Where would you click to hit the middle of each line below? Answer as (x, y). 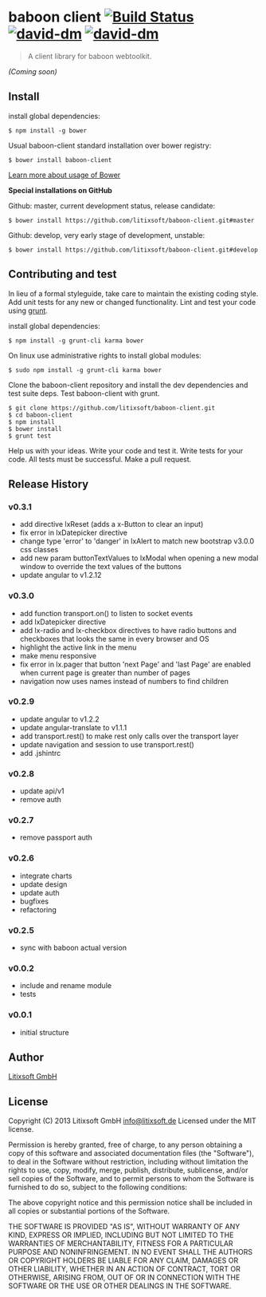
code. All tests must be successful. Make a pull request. (100, 459)
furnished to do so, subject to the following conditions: (98, 1187)
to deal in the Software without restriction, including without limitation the (128, 1162)
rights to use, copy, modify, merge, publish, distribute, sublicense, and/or (128, 1170)
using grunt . (28, 310)
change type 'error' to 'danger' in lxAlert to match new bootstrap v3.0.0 (137, 541)
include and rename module (66, 986)
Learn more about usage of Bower (65, 175)
